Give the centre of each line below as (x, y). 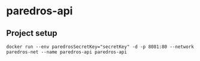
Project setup (32, 33)
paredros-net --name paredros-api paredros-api (67, 52)
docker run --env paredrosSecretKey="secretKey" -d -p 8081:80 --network (100, 47)
